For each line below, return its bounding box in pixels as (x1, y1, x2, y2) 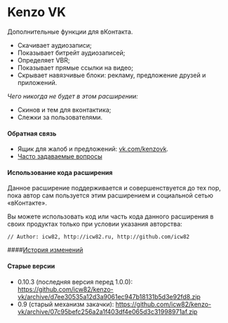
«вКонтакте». (7, 199, 48, 207)
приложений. (17, 78, 58, 86)
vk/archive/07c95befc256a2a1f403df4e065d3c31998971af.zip (17, 307, 198, 316)
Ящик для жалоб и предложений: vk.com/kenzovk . (17, 145, 168, 153)
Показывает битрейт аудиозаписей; (17, 48, 126, 57)
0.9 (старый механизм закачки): (17, 300, 114, 308)
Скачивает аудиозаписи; (17, 41, 93, 49)
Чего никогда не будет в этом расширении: (7, 92, 138, 100)
